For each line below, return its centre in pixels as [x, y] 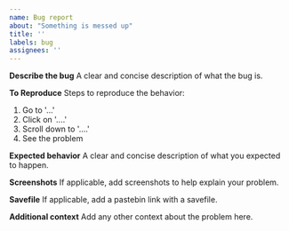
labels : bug [31, 42]
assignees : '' [36, 51]
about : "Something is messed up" [71, 26]
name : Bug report [41, 17]
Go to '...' [38, 110]
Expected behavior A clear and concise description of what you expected [145, 155]
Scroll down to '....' [56, 129]
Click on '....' [44, 120]
